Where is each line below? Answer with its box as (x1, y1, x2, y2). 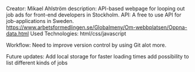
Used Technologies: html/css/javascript (30, 30, 127, 37)
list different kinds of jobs (6, 59, 68, 66)
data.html (6, 30, 29, 37)
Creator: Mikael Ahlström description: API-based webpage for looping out (6, 5, 185, 12)
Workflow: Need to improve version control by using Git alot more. (6, 41, 167, 48)
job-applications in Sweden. (6, 18, 74, 24)
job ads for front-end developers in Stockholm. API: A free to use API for (6, 11, 181, 18)
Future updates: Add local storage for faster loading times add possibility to (6, 53, 190, 60)
